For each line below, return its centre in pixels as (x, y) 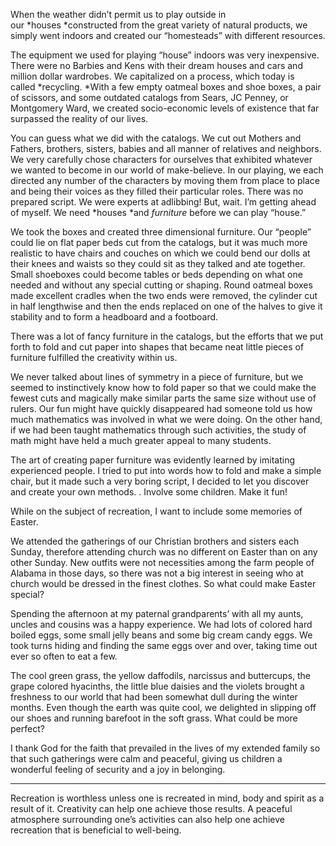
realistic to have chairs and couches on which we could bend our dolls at (160, 253)
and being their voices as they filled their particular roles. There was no (157, 191)
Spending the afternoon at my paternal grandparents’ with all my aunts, (157, 613)
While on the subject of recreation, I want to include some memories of (156, 511)
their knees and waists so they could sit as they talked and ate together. (158, 263)
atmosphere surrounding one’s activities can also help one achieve (147, 819)
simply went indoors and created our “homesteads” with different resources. (168, 35)
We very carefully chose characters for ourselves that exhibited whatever (161, 159)
